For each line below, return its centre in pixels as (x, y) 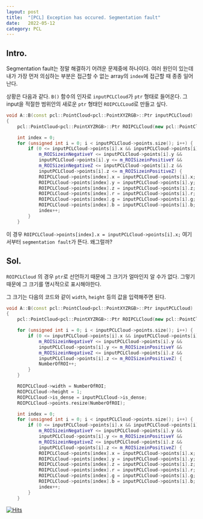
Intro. (17, 53)
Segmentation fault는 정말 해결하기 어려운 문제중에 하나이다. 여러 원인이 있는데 (100, 69)
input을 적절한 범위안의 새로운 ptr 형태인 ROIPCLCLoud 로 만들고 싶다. (87, 104)
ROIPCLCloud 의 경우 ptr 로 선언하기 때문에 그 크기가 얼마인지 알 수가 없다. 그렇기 (101, 276)
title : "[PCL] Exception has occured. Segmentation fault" (84, 18)
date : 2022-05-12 (31, 23)
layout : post (23, 12)
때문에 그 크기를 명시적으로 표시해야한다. (54, 284)
